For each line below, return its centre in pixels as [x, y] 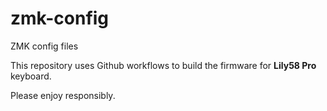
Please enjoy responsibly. [63, 95]
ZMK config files [44, 46]
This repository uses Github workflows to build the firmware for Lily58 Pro [163, 65]
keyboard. [31, 76]
